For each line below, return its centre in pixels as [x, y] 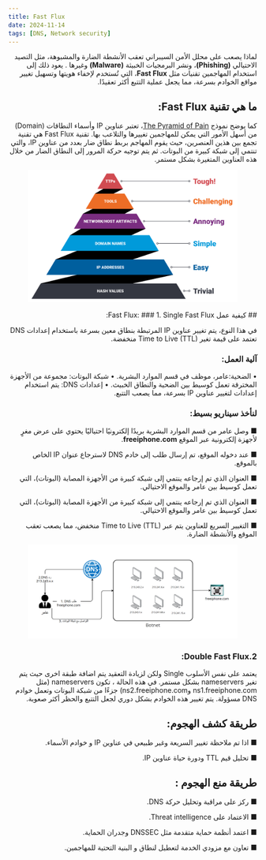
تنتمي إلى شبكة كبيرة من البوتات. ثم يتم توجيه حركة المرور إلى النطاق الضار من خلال [133, 151]
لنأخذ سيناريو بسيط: [223, 413]
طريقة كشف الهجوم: [212, 723]
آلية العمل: [239, 359]
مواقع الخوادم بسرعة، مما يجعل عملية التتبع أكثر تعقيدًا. [177, 82]
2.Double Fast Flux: [219, 656]
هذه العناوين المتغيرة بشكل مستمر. [206, 159]
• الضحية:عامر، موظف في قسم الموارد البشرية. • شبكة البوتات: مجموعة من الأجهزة [133, 376]
